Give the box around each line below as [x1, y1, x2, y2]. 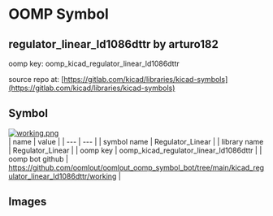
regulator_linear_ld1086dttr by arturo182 [8, 37, 219, 51]
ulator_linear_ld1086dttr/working [8, 171, 117, 181]
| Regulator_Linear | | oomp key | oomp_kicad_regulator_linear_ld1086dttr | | [8, 145, 262, 155]
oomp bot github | [8, 153, 69, 163]
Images [8, 195, 47, 209]
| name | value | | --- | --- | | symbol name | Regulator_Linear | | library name [8, 136, 264, 146]
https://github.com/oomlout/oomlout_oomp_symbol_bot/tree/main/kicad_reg [8, 162, 265, 172]
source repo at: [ [8, 75, 64, 84]
